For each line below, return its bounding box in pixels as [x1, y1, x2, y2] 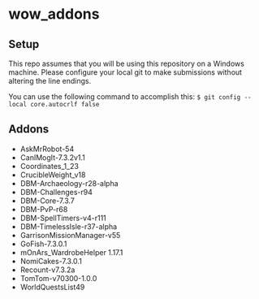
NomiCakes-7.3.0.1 [19, 256, 83, 266]
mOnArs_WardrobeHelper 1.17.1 [19, 247, 123, 257]
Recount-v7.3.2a [19, 265, 76, 275]
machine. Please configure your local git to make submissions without [8, 67, 242, 77]
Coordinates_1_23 [19, 161, 80, 171]
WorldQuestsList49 [19, 282, 85, 292]
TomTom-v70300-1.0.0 [19, 273, 97, 283]
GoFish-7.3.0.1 [19, 239, 67, 249]
